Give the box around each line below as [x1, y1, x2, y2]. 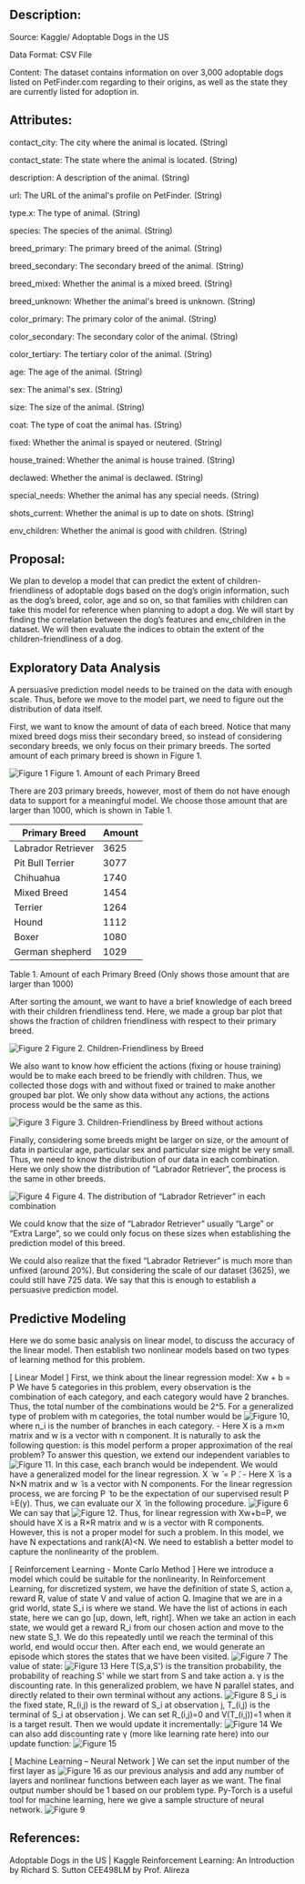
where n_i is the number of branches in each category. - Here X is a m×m [9, 1420, 285, 1431]
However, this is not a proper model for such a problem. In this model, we [9, 1527, 284, 1538]
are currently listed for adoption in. [9, 86, 139, 97]
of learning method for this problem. [9, 1355, 146, 1366]
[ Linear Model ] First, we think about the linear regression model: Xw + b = [9, 1372, 291, 1383]
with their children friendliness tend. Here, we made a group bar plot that [9, 1006, 283, 1017]
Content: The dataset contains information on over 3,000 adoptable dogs [9, 67, 284, 77]
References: [9, 1830, 80, 1846]
